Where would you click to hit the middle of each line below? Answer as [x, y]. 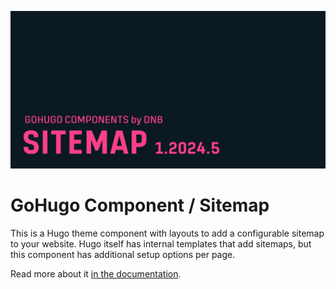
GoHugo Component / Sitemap [140, 205]
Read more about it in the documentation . [96, 273]
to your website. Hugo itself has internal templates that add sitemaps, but [161, 243]
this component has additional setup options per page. [123, 254]
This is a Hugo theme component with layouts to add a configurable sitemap [167, 233]
